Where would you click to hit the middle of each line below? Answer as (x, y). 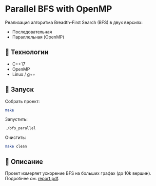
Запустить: (16, 119)
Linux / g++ (24, 74)
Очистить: (16, 137)
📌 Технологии (27, 52)
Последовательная (32, 32)
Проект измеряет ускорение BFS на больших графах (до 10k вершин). (78, 173)
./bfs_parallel (20, 128)
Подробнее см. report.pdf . (32, 178)
